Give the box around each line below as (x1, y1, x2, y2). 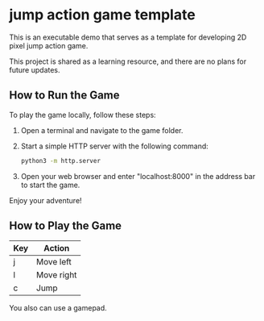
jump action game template (9, 6, 196, 24)
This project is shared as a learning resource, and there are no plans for (9, 56, 247, 66)
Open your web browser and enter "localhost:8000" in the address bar (20, 171, 256, 181)
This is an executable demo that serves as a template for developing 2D (9, 32, 247, 42)
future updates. (9, 65, 60, 74)
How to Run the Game (9, 89, 120, 102)
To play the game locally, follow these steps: (9, 110, 156, 119)
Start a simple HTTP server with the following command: (20, 141, 208, 151)
